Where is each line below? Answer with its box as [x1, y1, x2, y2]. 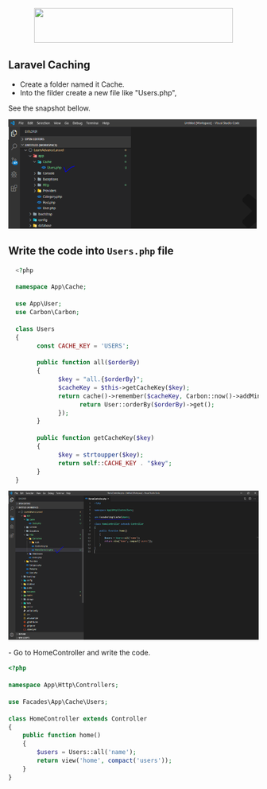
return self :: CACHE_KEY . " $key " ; [58, 459, 172, 467]
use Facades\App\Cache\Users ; [8, 698, 109, 705]
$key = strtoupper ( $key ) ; [58, 450, 145, 459]
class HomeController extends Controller [8, 714, 148, 723]
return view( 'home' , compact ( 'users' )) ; [37, 756, 172, 764]
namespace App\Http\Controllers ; [8, 681, 119, 690]
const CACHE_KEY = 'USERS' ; [37, 342, 130, 350]
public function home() [22, 732, 102, 740]
